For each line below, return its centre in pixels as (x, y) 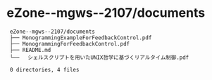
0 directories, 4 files (44, 69)
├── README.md (30, 50)
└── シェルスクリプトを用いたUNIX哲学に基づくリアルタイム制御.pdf (99, 58)
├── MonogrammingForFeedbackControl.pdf (70, 44)
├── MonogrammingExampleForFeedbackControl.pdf (81, 38)
